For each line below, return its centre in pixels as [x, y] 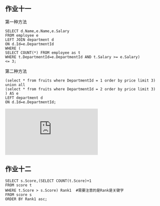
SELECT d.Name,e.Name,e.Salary [37, 31]
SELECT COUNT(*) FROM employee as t [43, 53]
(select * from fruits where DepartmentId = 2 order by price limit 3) [80, 89]
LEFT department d [24, 98]
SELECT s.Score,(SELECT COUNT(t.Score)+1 [48, 181]
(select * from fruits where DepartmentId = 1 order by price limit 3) [80, 81]
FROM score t [19, 185]
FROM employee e [22, 35]
